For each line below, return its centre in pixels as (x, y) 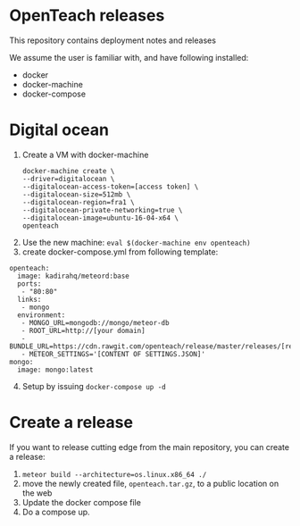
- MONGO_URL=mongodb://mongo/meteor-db (95, 322)
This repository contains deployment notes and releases (113, 40)
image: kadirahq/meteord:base (73, 276)
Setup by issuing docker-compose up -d (94, 386)
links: (29, 299)
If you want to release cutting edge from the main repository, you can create (150, 447)
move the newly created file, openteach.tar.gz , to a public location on (150, 483)
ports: (29, 284)
